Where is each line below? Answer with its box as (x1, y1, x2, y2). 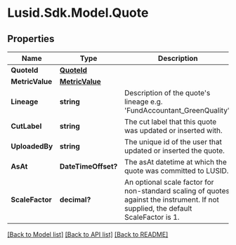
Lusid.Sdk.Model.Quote (7, 5, 149, 21)
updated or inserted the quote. (124, 146, 225, 155)
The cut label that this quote (124, 117, 217, 127)
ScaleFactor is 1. (124, 212, 180, 222)
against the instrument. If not (124, 195, 220, 204)
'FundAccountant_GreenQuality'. (124, 106, 232, 115)
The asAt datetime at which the (124, 157, 227, 167)
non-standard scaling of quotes (124, 186, 230, 195)
